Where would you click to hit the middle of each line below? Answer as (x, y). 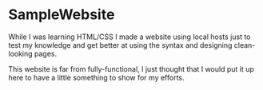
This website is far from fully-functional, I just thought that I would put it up (131, 68)
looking (21, 53)
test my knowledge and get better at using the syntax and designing (120, 45)
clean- (245, 45)
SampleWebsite (62, 15)
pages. (46, 53)
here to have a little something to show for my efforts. (97, 77)
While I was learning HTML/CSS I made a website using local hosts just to (130, 37)
